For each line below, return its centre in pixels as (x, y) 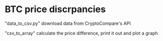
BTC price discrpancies (55, 9)
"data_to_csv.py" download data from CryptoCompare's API (68, 23)
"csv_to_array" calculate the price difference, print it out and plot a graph (81, 33)
